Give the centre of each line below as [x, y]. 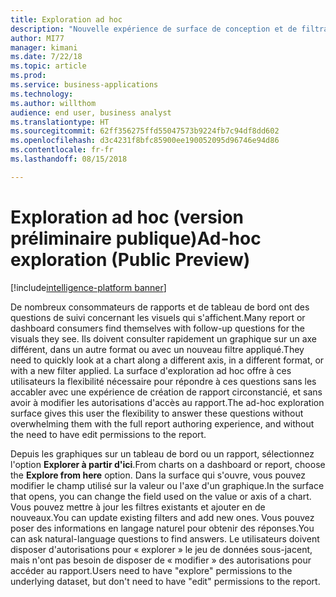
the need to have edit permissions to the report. [108, 434]
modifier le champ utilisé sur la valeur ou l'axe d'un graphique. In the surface [167, 485]
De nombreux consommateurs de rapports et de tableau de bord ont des [160, 307]
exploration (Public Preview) [130, 259]
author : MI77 [37, 38]
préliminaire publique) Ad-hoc [136, 238]
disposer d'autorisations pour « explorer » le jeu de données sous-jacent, [161, 549]
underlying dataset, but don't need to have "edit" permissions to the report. [165, 581]
